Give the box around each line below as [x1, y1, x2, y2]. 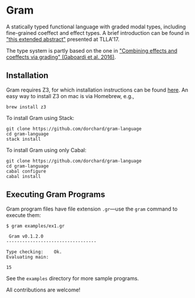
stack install [6, 136, 41, 142]
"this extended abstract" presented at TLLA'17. [6, 35, 120, 43]
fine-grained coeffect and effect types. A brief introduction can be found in [6, 29, 190, 36]
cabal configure [6, 168, 46, 174]
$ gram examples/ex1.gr [6, 223, 65, 229]
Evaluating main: [6, 254, 49, 260]
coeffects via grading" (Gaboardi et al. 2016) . [6, 53, 117, 60]
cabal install [6, 173, 41, 179]
